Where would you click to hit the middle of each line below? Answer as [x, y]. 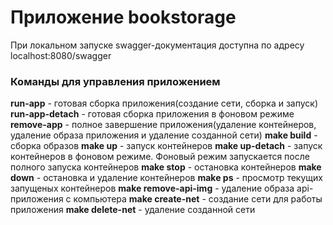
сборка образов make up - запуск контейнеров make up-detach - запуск [166, 146]
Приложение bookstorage [123, 17]
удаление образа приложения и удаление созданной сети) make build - [164, 135]
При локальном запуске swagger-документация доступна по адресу [157, 45]
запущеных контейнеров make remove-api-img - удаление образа [152, 188]
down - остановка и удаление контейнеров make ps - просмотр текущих [166, 178]
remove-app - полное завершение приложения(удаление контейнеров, [163, 125]
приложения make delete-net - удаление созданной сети [133, 210]
